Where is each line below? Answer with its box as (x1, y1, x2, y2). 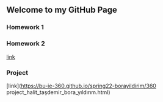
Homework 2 (6, 39, 46, 48)
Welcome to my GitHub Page (6, 5, 118, 15)
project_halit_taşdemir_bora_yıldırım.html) (6, 88, 110, 96)
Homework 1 (6, 23, 44, 32)
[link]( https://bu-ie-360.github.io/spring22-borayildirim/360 (6, 82, 157, 89)
